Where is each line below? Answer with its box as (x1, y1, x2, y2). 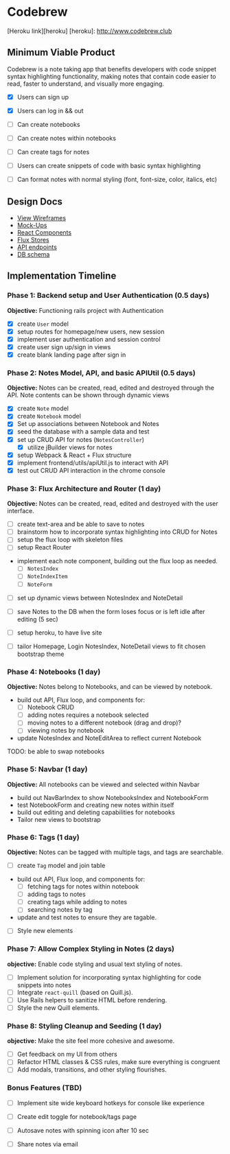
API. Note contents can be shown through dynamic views (7, 391, 170, 399)
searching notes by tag (27, 906, 93, 914)
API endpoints (16, 243, 57, 251)
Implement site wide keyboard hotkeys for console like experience (16, 1098, 205, 1107)
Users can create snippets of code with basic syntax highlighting (16, 162, 201, 170)
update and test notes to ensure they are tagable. (16, 913, 157, 921)
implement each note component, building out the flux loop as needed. (16, 557, 218, 565)
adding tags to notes (27, 890, 86, 899)
